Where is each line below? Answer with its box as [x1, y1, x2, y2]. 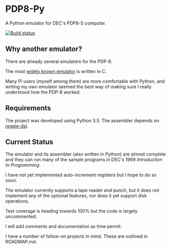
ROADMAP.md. [5, 239, 37, 245]
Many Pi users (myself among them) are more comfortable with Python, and [5, 78, 165, 84]
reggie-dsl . [5, 123, 29, 129]
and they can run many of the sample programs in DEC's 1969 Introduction [5, 156, 162, 163]
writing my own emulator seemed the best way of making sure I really [5, 83, 152, 89]
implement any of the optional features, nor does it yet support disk [5, 193, 147, 199]
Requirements [5, 104, 51, 112]
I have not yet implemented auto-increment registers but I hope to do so [5, 172, 157, 178]
